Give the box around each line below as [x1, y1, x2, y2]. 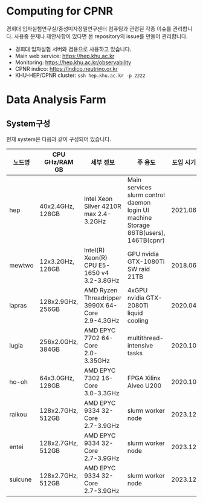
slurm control [127, 191, 165, 199]
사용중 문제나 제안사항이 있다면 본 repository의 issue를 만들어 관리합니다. [14, 32, 188, 40]
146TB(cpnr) [127, 236, 165, 245]
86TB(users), [127, 228, 166, 237]
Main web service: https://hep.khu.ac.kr [14, 52, 115, 59]
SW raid [127, 265, 150, 273]
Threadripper [83, 294, 122, 302]
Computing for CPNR [6, 4, 114, 18]
